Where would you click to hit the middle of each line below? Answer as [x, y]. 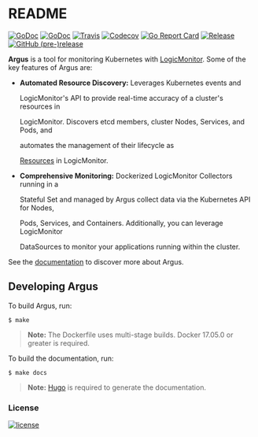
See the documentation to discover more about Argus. [96, 261]
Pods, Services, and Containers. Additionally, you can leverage [121, 223]
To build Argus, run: [40, 306]
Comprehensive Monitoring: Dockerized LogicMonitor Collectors [126, 176]
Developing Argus [53, 287]
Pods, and [36, 130]
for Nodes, [37, 207]
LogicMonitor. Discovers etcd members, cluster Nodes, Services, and [132, 121]
